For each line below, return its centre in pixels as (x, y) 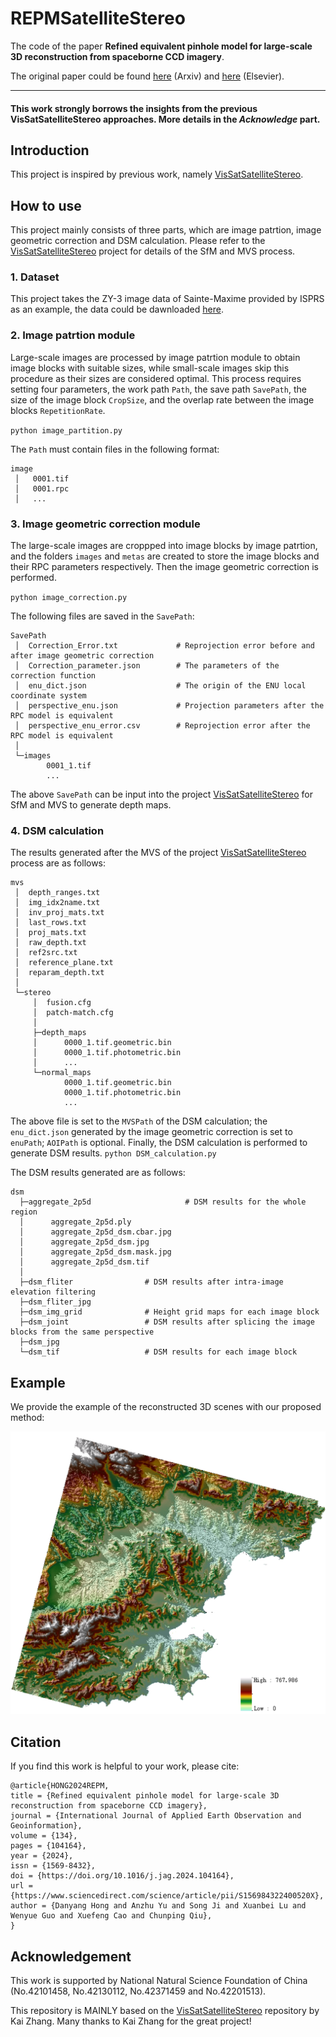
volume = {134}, (44, 1836)
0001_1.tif (69, 766)
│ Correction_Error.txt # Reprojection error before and (164, 646)
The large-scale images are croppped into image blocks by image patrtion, (164, 546)
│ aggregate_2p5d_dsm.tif (84, 1262)
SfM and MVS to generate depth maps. (91, 805)
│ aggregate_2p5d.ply (75, 1222)
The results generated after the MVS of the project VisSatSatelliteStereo (158, 853)
